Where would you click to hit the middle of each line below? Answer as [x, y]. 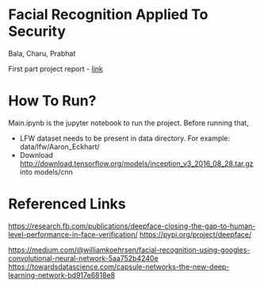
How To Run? [52, 101]
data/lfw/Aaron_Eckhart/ [60, 146]
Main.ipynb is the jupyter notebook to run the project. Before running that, [129, 123]
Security [37, 31]
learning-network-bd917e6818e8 [62, 275]
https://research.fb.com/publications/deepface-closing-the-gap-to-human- [132, 226]
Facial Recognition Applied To [108, 15]
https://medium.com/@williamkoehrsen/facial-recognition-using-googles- [129, 250]
